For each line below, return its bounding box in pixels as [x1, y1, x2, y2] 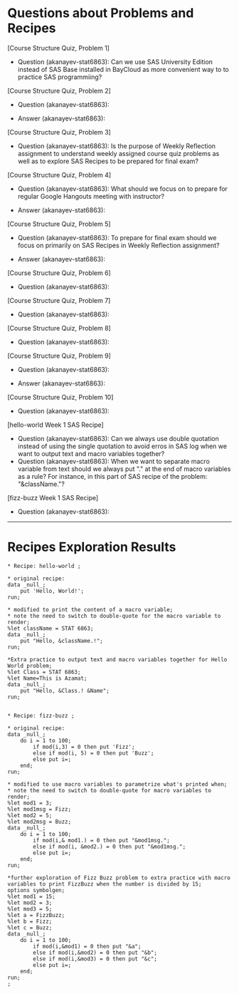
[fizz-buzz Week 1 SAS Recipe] [7, 493, 99, 502]
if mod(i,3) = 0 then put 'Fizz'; [33, 743, 135, 750]
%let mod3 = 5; [7, 905, 53, 913]
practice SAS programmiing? [17, 73, 102, 81]
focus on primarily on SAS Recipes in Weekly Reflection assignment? [17, 241, 220, 249]
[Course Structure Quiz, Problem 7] [7, 296, 111, 304]
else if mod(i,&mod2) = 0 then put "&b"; [33, 949, 158, 956]
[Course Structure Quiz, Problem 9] [7, 351, 112, 360]
